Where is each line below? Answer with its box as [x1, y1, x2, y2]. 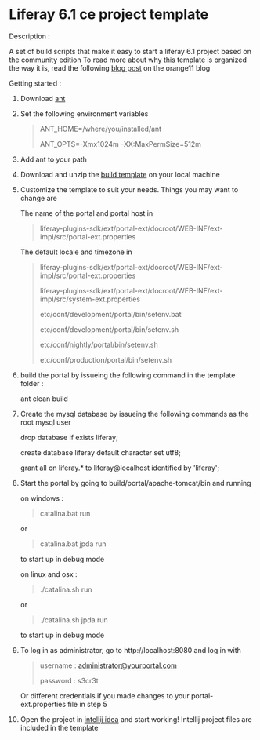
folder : [20, 378, 44, 388]
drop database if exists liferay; [20, 432, 118, 442]
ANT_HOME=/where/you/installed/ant [39, 124, 162, 133]
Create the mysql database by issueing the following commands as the [20, 409, 249, 418]
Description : [9, 31, 50, 41]
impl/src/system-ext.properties [39, 294, 140, 304]
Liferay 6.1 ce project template [9, 5, 209, 24]
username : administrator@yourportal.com [39, 661, 177, 670]
